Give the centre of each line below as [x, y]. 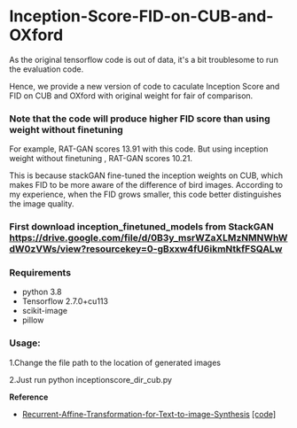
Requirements [40, 273]
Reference [29, 397]
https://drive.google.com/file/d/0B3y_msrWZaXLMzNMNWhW [148, 238]
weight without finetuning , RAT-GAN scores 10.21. [101, 159]
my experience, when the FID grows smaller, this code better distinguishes [145, 195]
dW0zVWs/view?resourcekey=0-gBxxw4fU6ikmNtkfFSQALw [146, 249]
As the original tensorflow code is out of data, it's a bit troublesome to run [144, 59]
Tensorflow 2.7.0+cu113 [65, 301]
